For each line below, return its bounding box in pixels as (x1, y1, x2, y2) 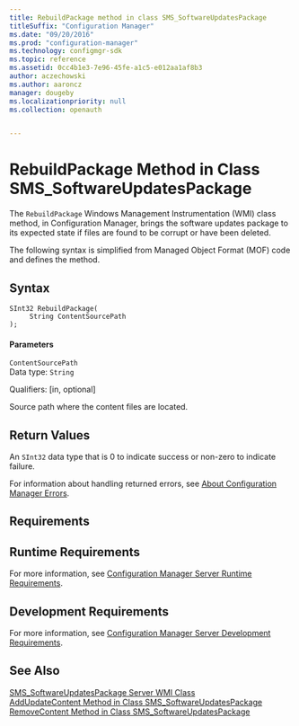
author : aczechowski (9, 72, 87, 81)
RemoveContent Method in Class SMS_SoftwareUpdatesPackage (9, 706, 251, 717)
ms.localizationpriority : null (9, 96, 127, 106)
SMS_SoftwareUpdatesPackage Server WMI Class (9, 686, 196, 697)
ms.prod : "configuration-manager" (9, 38, 139, 48)
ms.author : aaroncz (9, 80, 83, 89)
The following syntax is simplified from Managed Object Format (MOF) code (9, 244, 291, 256)
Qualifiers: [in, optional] (9, 384, 96, 395)
